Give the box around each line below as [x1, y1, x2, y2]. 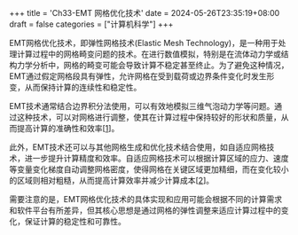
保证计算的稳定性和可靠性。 [24, 216, 126, 226]
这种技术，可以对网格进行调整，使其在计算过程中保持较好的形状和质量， [16, 112, 281, 122]
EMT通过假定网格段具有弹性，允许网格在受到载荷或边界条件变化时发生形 [9, 71, 275, 82]
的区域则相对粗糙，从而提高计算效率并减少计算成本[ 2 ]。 [9, 176, 215, 185]
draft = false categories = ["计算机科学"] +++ [9, 19, 174, 29]
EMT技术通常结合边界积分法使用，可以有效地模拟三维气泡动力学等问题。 [9, 101, 275, 111]
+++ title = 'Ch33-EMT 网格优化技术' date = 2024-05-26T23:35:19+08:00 [9, 8, 280, 18]
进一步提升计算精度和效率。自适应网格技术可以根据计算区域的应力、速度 [24, 153, 289, 163]
